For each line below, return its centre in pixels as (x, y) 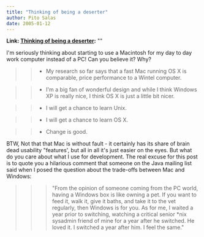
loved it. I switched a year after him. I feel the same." (118, 227)
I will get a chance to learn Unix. (86, 108)
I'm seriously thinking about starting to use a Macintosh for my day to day (99, 53)
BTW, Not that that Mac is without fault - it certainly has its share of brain (98, 144)
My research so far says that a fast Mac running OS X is (116, 71)
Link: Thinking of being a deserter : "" (55, 41)
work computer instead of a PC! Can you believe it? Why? (79, 60)
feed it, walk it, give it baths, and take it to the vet (114, 201)
